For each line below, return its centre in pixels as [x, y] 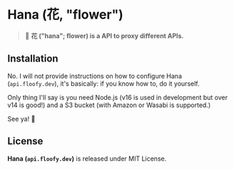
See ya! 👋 [21, 119]
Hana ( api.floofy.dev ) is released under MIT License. [87, 159]
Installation [33, 59]
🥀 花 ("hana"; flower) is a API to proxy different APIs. [104, 36]
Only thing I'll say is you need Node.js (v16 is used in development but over [118, 97]
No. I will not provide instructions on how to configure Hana [95, 76]
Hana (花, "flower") [65, 15]
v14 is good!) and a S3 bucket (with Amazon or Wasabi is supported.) [109, 105]
